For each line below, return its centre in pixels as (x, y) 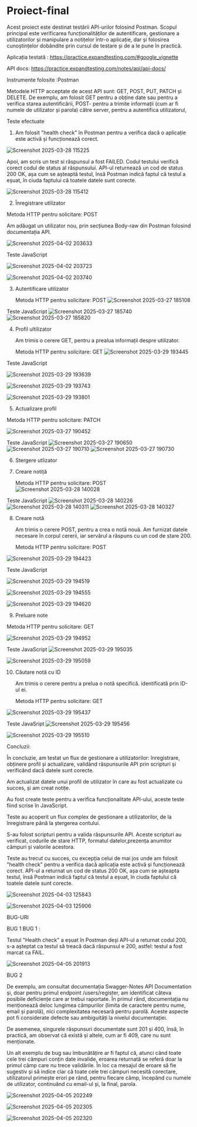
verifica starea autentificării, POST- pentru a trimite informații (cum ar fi (93, 103)
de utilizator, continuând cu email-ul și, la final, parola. (72, 1084)
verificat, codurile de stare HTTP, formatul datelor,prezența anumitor (89, 840)
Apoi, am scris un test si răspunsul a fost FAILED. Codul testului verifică (93, 161)
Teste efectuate (26, 121)
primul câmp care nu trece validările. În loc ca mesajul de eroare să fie (91, 1065)
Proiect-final (38, 11)
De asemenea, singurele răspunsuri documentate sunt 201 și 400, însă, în (95, 1029)
